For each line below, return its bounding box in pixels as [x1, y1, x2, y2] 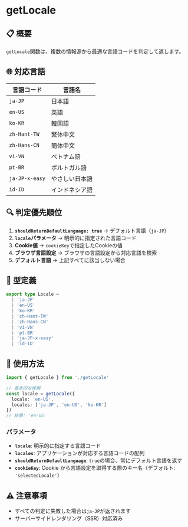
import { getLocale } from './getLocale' [6, 375, 110, 381]
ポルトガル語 [51, 163, 87, 172]
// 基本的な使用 [6, 385, 41, 391]
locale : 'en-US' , [11, 396, 54, 402]
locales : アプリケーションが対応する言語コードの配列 [14, 450, 145, 457]
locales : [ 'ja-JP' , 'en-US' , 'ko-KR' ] [11, 402, 107, 408]
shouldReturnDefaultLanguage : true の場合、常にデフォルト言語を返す [14, 457, 183, 464]
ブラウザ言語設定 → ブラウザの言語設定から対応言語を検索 [14, 249, 157, 256]
